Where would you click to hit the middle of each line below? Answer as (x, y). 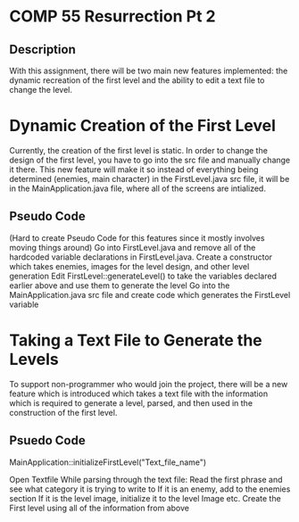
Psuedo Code (48, 440)
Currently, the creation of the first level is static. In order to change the (138, 150)
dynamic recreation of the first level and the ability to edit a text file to (137, 80)
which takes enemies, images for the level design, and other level (129, 266)
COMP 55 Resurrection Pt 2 (112, 17)
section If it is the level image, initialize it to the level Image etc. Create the (145, 498)
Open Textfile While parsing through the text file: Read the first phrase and (146, 479)
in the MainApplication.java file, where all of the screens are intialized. (137, 188)
